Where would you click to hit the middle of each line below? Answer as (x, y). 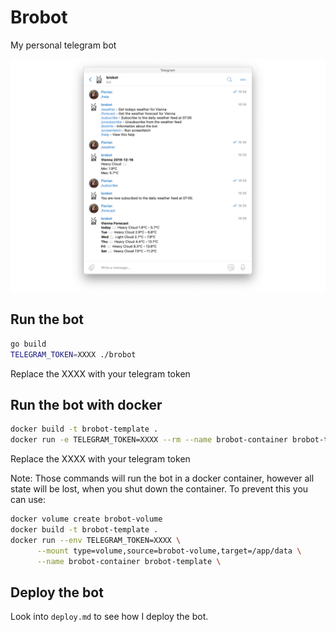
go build (28, 344)
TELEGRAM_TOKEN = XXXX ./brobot (73, 354)
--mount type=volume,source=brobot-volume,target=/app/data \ (169, 551)
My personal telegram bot (63, 45)
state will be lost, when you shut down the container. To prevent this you (159, 489)
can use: (28, 500)
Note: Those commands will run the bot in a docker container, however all (162, 478)
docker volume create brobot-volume (86, 519)
